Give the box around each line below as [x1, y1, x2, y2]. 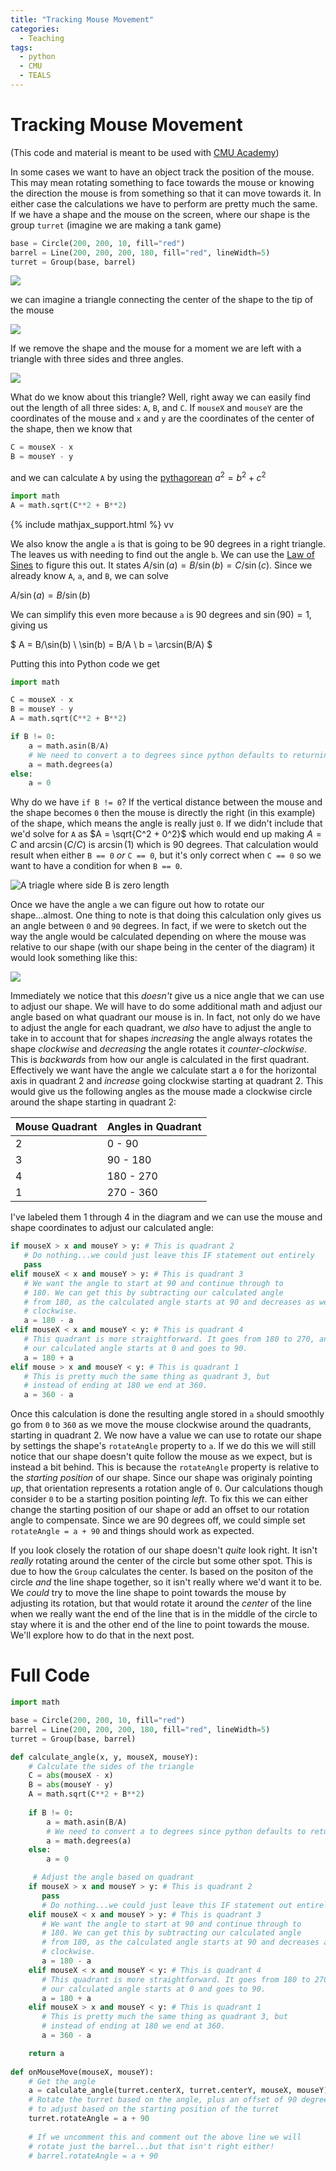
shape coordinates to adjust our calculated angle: [10, 1222, 215, 1234]
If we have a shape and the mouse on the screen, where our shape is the [10, 208, 311, 220]
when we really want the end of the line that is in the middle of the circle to [10, 1608, 318, 1620]
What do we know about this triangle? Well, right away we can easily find [10, 391, 312, 403]
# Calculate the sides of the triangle [28, 1761, 195, 1771]
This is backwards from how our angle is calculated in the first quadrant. [10, 1054, 310, 1066]
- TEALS [19, 71, 52, 81]
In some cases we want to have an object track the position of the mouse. [10, 166, 315, 178]
